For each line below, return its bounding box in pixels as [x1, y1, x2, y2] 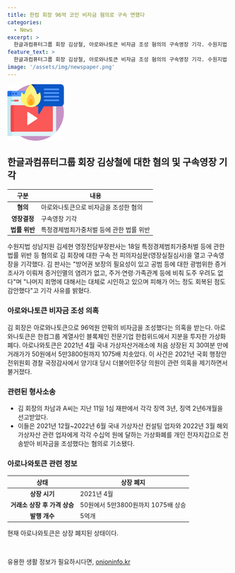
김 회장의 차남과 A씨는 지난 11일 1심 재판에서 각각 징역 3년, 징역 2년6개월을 [17, 404, 224, 412]
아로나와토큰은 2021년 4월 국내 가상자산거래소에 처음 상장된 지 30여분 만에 [22, 341, 229, 349]
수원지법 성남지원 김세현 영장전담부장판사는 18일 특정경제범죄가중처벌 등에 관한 [7, 242, 225, 251]
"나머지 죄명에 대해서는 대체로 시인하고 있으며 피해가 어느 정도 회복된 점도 [23, 277, 226, 286]
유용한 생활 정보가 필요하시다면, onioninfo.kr [7, 557, 131, 566]
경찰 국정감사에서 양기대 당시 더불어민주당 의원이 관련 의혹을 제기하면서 [31, 358, 228, 367]
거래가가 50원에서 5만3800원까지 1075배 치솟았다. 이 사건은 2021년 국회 [7, 349, 208, 358]
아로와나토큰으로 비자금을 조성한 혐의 [41, 203, 143, 212]
